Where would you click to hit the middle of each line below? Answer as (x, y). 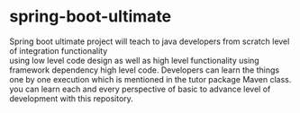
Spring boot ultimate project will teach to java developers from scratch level (150, 41)
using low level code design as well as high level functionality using (134, 60)
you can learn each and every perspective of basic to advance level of (140, 89)
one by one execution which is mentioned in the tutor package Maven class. (150, 79)
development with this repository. (71, 98)
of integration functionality (59, 50)
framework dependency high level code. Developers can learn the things (145, 70)
